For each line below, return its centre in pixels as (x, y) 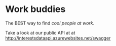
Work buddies (35, 9)
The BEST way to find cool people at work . (50, 23)
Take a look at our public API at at (40, 32)
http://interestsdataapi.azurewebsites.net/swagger (58, 38)
